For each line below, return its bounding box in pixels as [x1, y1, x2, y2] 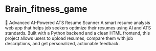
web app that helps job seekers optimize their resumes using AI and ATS [5, 25, 151, 30]
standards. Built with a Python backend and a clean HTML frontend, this [5, 30, 150, 36]
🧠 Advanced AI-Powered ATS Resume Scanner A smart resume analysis [5, 20, 151, 25]
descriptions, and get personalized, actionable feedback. [5, 40, 120, 46]
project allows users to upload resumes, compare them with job [5, 35, 134, 41]
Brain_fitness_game [5, 3, 88, 15]
